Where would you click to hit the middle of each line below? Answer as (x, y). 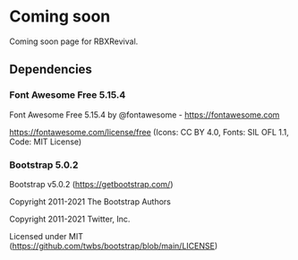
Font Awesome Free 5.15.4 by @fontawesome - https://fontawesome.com (145, 115)
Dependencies (51, 69)
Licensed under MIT (46, 236)
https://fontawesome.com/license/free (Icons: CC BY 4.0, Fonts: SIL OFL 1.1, (149, 132)
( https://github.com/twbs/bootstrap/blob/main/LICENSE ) (114, 246)
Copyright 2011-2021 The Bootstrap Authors (90, 201)
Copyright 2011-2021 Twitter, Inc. (70, 219)
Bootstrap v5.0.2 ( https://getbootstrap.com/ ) (91, 184)
